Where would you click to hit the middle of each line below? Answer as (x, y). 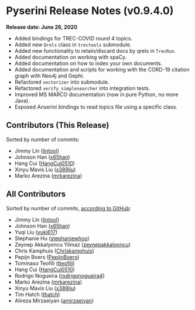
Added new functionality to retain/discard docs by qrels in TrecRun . (95, 50)
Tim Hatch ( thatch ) (37, 294)
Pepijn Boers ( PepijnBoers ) (47, 257)
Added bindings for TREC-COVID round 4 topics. (73, 38)
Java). (22, 100)
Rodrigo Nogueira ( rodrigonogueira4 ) (59, 275)
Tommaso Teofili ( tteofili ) (45, 263)
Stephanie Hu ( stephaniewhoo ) (52, 238)
